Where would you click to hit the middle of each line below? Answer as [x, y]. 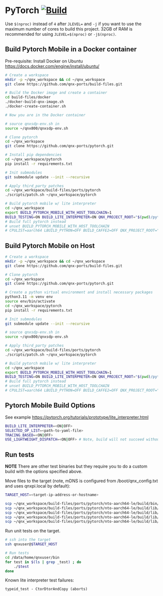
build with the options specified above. [44, 471]
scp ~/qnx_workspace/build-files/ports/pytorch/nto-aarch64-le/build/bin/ [82, 503]
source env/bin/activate [30, 301]
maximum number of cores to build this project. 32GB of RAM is [69, 29]
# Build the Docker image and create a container [56, 93]
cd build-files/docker [28, 97]
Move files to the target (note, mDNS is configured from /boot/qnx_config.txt [81, 481]
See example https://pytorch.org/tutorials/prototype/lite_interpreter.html [77, 417]
